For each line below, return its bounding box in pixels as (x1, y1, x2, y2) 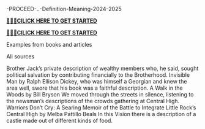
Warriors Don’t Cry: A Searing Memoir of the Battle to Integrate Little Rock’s (6, 104, 196, 111)
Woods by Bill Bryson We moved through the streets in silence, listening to (6, 91, 194, 98)
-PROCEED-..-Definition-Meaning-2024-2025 (6, 6, 122, 12)
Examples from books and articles (6, 41, 92, 48)
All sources (6, 53, 35, 60)
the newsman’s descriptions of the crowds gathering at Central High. (6, 98, 180, 104)
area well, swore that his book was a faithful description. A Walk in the (6, 84, 184, 92)
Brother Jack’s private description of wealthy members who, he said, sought (6, 64, 199, 72)
